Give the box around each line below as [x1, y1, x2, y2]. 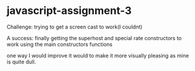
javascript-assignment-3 [6, 4, 132, 17]
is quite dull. [6, 58, 37, 65]
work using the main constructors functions [6, 41, 113, 48]
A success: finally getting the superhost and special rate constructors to [6, 34, 182, 41]
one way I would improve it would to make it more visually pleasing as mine [6, 52, 189, 59]
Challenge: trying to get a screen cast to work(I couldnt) [6, 23, 143, 30]
